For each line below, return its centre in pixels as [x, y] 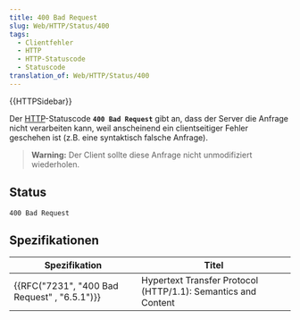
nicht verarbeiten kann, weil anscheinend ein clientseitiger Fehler [129, 128]
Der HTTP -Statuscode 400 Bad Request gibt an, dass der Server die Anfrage [149, 118]
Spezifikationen [54, 240]
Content [158, 303]
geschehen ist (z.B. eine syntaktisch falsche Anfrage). [108, 137]
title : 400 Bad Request [54, 17]
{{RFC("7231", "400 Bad [66, 286]
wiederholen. [55, 164]
